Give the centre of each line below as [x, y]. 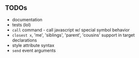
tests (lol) [21, 25]
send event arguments [34, 50]
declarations [24, 40]
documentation [27, 19]
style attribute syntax [33, 45]
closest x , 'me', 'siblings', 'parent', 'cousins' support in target [73, 35]
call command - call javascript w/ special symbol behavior [71, 30]
